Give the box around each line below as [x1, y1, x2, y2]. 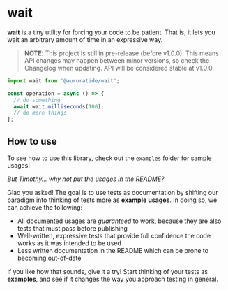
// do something [13, 96, 61, 103]
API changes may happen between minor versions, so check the [24, 56, 210, 64]
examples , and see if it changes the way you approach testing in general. [7, 275, 218, 283]
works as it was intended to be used [17, 239, 122, 247]
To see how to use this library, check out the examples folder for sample [7, 154, 212, 162]
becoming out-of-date [17, 254, 82, 262]
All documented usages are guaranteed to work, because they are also [17, 217, 222, 225]
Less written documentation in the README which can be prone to [17, 247, 209, 254]
